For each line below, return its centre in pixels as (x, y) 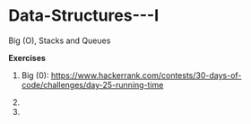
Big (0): (35, 75)
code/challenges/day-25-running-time (92, 84)
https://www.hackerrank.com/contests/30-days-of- (146, 75)
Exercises (27, 58)
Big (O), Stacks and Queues (60, 40)
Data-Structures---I (84, 16)
